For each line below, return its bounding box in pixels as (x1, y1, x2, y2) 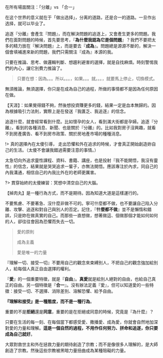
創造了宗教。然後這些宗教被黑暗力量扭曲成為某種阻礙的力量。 (5, 348, 129, 353)
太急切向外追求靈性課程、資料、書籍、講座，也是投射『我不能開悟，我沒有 (5, 157, 154, 163)
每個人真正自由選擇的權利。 (17, 266, 73, 271)
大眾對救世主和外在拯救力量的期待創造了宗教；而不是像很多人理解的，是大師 (5, 342, 158, 347)
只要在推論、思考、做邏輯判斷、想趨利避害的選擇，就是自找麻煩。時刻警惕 (5, 60, 154, 65)
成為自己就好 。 (5, 331, 35, 337)
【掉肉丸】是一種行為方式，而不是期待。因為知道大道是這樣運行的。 (5, 190, 141, 196)
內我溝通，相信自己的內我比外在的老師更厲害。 (5, 170, 98, 175)
